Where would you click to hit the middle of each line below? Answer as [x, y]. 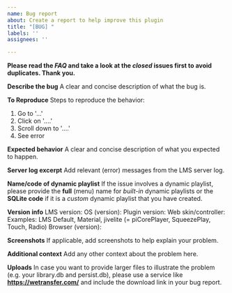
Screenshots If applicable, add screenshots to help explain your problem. [113, 241]
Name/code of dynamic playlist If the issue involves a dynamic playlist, [110, 184]
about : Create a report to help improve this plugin [85, 20]
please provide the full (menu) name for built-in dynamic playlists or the [110, 191]
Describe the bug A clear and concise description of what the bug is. [107, 87]
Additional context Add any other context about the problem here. [103, 254]
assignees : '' [28, 40]
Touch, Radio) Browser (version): [55, 227]
